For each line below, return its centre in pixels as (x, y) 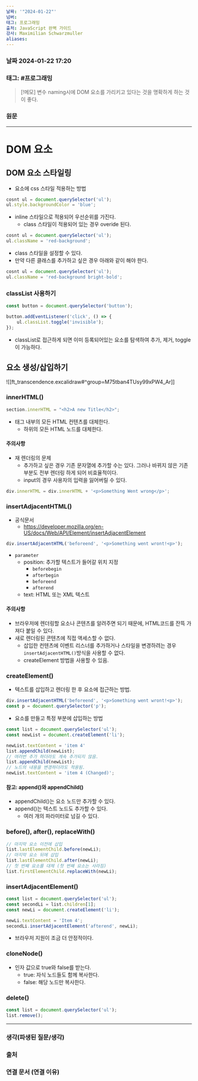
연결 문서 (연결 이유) (33, 1072)
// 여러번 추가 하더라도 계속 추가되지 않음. (52, 757)
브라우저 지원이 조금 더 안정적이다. (54, 938)
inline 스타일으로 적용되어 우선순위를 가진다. (65, 217)
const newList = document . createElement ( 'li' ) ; (66, 735)
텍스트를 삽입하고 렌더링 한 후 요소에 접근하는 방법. (73, 689)
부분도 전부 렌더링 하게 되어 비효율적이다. (71, 473)
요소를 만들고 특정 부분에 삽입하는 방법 (59, 718)
